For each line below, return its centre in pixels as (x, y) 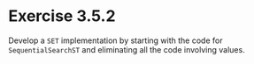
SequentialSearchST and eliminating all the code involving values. (127, 49)
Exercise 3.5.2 (62, 16)
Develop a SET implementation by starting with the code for (115, 40)
